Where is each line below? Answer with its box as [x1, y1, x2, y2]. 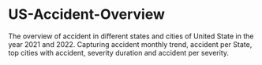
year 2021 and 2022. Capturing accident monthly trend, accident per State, [8, 39, 253, 49]
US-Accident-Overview [8, 5, 166, 23]
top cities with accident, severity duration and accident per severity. [8, 48, 230, 57]
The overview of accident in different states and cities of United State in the [8, 31, 254, 41]
